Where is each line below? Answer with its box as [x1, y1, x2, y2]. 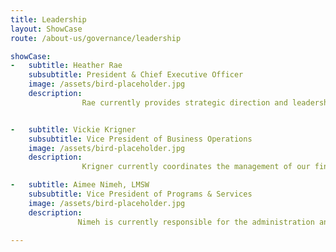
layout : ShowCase [10, 24, 83, 34]
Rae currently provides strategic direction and [81, 97, 288, 108]
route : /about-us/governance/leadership [10, 33, 182, 43]
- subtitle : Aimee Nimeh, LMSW [10, 180, 150, 190]
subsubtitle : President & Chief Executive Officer [28, 70, 244, 80]
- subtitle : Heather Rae [10, 61, 123, 71]
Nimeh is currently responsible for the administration [77, 217, 315, 227]
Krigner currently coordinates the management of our [81, 162, 311, 172]
